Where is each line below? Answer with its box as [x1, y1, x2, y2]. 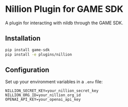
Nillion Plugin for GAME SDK [5, 3, 124, 15]
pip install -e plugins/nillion [5, 52, 72, 57]
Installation [5, 34, 41, 43]
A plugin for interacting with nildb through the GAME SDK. [5, 20, 123, 26]
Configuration [5, 65, 50, 74]
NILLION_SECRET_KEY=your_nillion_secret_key [5, 88, 99, 94]
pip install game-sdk [5, 47, 50, 53]
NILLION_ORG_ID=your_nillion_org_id [5, 93, 81, 98]
